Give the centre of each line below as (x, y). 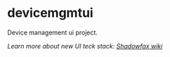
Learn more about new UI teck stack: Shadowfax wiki (85, 46)
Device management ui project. (53, 32)
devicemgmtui (50, 13)
